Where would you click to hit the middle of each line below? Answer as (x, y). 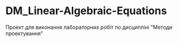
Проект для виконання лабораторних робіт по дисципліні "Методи (89, 27)
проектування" (24, 33)
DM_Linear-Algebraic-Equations (86, 11)
